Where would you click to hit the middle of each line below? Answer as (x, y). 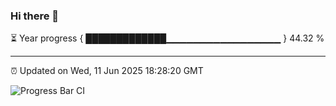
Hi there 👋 (35, 16)
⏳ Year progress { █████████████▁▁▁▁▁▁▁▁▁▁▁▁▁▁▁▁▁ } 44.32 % (167, 38)
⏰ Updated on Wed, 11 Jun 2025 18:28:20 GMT (107, 71)
